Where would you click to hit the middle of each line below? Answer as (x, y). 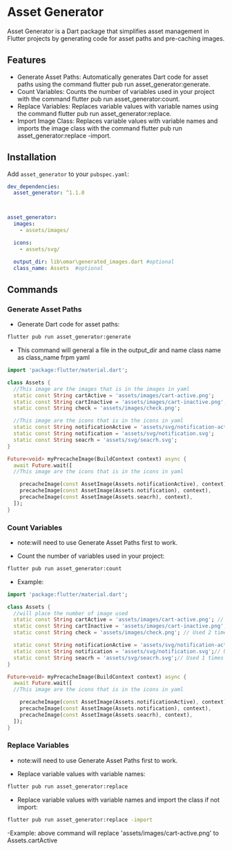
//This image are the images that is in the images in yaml (101, 389)
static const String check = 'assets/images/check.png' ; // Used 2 (113, 632)
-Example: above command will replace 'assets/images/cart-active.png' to (113, 833)
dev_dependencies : (33, 186)
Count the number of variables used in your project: (91, 556)
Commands (33, 290)
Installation (32, 157)
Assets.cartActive (32, 840)
